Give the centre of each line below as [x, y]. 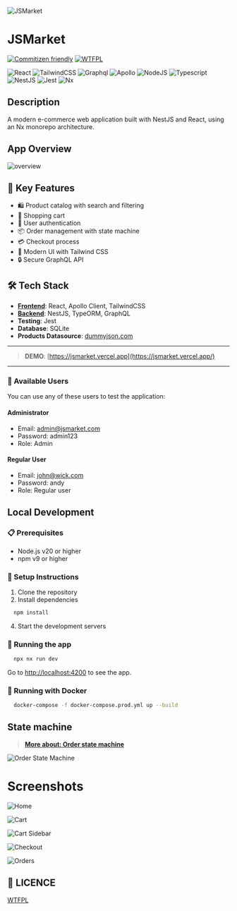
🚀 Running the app [39, 644]
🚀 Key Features [41, 188]
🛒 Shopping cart [41, 216]
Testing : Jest [37, 321]
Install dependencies [48, 599]
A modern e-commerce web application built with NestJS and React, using [116, 119]
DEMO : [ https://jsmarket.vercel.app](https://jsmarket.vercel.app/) [120, 356]
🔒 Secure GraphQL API [50, 260]
